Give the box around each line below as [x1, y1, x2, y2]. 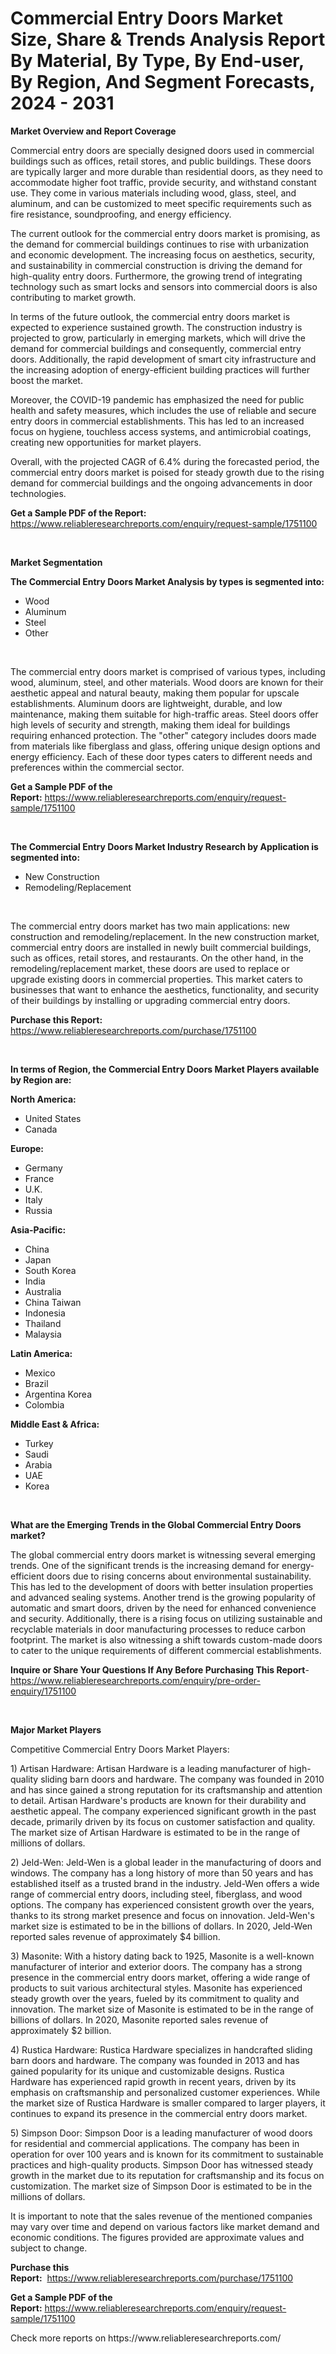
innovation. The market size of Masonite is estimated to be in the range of [10, 2003, 314, 2015]
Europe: [10, 1142, 45, 1154]
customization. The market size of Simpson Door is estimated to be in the [10, 2180, 313, 2192]
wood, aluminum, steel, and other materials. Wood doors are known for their [10, 676, 324, 688]
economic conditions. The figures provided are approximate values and [10, 2231, 305, 2243]
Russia [24, 1204, 53, 1216]
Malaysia [24, 1328, 62, 1340]
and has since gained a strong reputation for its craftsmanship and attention [10, 1783, 323, 1796]
